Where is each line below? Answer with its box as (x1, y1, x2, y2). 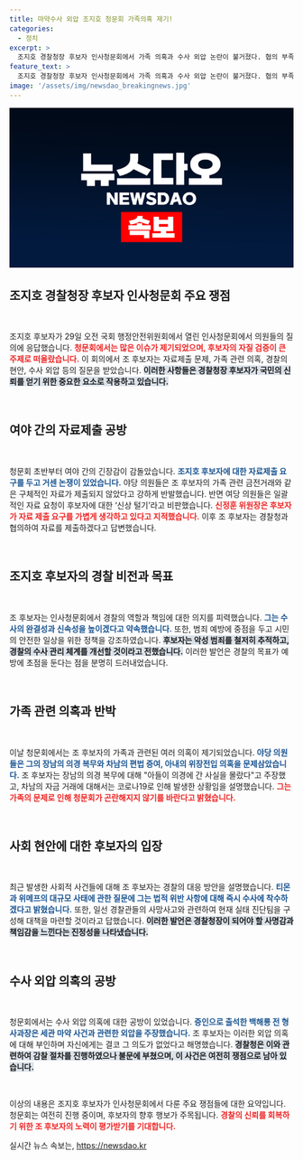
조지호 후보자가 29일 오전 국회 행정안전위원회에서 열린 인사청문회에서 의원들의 (9, 331, 284, 342)
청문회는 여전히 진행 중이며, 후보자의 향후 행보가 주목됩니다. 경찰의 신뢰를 (9, 1109, 267, 1120)
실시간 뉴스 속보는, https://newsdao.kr (9, 1140, 147, 1151)
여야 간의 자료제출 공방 (9, 423, 128, 438)
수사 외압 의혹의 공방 (9, 973, 116, 988)
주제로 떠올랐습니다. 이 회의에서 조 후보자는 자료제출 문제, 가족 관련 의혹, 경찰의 (9, 353, 289, 365)
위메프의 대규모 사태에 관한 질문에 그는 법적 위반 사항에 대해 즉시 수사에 (18, 893, 264, 903)
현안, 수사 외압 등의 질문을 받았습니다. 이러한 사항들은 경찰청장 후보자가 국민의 (9, 365, 282, 376)
